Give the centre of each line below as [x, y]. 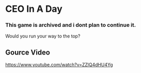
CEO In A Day [34, 9]
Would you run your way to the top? [43, 36]
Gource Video [28, 52]
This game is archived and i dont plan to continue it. [71, 25]
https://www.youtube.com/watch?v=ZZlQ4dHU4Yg [59, 65]
